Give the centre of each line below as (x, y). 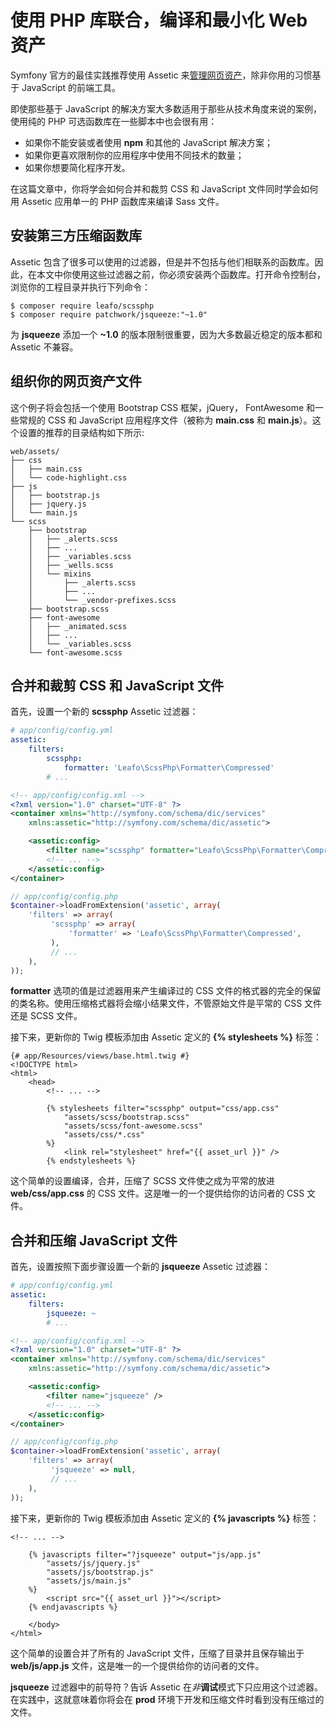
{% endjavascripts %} (73, 1607)
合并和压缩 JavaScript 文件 (94, 1240)
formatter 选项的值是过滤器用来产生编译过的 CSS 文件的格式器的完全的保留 (166, 991)
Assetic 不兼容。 (44, 347)
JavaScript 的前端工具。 (71, 87)
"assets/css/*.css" (104, 1135)
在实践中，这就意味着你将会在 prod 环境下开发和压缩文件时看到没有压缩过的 (167, 1699)
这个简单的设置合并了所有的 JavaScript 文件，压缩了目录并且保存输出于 (157, 1653)
